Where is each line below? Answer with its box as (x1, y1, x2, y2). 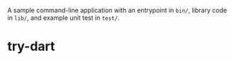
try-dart (7, 38, 55, 55)
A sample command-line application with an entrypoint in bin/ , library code (7, 6, 228, 14)
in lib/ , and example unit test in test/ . (7, 13, 120, 22)
